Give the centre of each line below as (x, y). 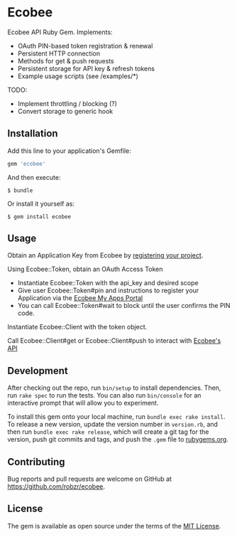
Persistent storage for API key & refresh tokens (86, 68)
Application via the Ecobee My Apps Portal (80, 298)
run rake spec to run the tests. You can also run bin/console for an (104, 395)
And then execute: (34, 177)
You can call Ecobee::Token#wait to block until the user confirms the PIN (124, 306)
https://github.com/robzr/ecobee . (56, 487)
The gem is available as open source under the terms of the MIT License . (114, 526)
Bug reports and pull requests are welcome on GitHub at (90, 479)
